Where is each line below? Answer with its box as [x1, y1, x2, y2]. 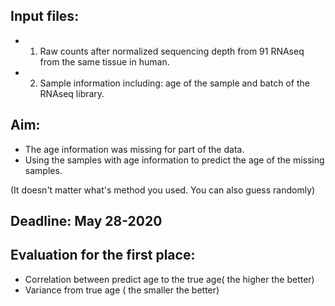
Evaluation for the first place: [10, 247, 196, 264]
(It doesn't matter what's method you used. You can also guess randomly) [10, 184, 316, 196]
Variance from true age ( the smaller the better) [24, 284, 220, 296]
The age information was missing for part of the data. [24, 143, 245, 155]
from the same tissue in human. [39, 55, 170, 68]
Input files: [10, 8, 80, 25]
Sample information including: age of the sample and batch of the [39, 77, 310, 89]
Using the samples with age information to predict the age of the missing [24, 154, 325, 166]
